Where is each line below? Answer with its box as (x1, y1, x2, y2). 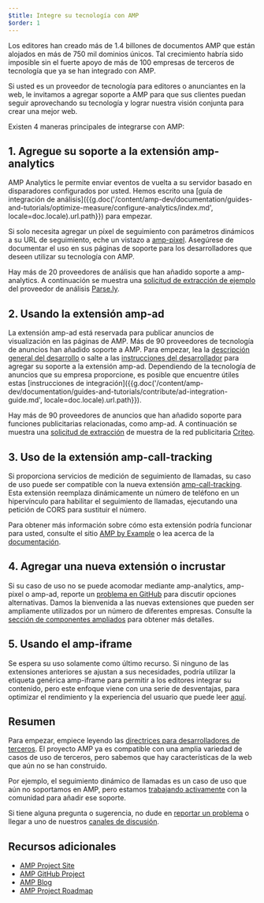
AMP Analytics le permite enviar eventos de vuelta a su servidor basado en (8, 178, 252, 187)
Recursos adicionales (8, 840, 117, 853)
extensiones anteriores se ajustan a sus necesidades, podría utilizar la (8, 667, 236, 676)
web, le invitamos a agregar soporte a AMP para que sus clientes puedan (8, 89, 246, 99)
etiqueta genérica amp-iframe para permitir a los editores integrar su (8, 675, 232, 685)
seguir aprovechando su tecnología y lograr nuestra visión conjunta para (8, 98, 244, 108)
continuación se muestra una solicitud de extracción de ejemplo (47, 276, 256, 285)
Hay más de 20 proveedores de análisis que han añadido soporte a (8, 267, 226, 277)
